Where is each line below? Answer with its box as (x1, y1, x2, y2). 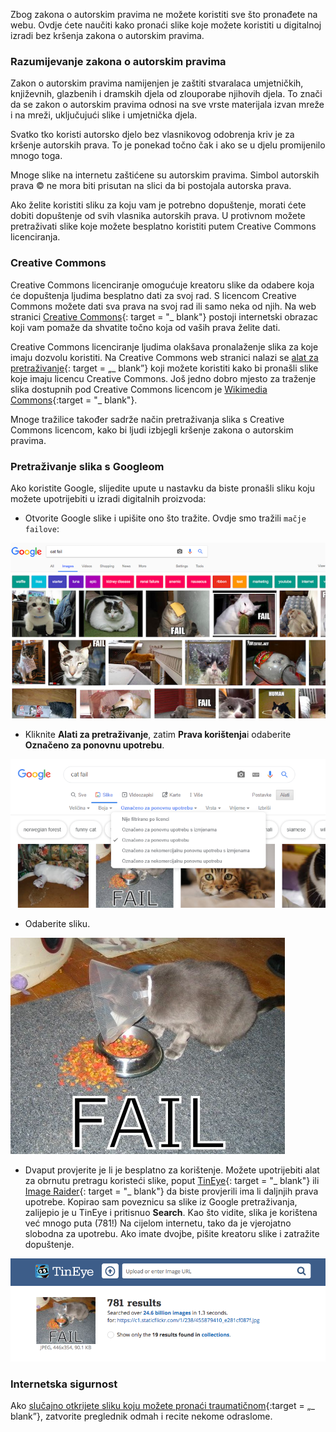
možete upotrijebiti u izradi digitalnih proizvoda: (10, 492, 207, 504)
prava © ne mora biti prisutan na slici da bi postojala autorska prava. (10, 180, 292, 192)
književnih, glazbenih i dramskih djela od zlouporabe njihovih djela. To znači (10, 88, 323, 100)
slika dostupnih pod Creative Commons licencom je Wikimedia (10, 383, 268, 395)
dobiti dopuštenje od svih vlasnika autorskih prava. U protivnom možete (10, 210, 306, 222)
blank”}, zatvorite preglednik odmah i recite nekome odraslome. (10, 1410, 273, 1423)
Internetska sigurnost (10, 1377, 118, 1391)
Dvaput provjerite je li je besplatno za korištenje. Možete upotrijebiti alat (24, 1164, 320, 1176)
